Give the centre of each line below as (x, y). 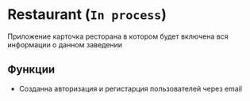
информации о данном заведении (65, 44)
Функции (31, 70)
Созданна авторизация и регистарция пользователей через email (131, 88)
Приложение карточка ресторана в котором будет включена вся (118, 36)
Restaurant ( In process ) (87, 15)
